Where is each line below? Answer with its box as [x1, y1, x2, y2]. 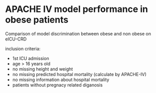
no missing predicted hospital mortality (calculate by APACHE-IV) [12, 71, 147, 77]
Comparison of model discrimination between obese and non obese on [5, 30, 151, 36]
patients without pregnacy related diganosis [12, 81, 103, 88]
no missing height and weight [12, 66, 73, 72]
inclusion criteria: [5, 45, 41, 51]
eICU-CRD [5, 36, 27, 42]
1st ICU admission [12, 55, 49, 61]
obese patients [5, 14, 69, 25]
